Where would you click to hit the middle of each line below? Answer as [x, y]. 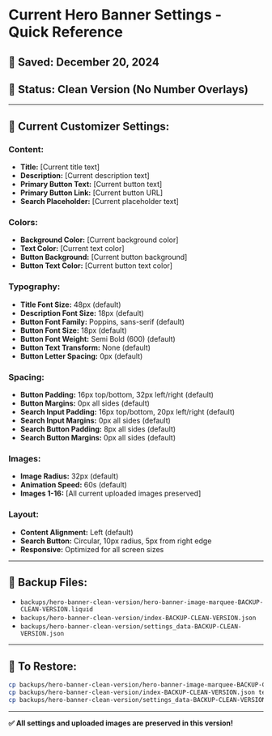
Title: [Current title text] [59, 167]
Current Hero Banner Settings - [115, 15]
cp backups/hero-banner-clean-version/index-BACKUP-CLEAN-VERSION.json [132, 693]
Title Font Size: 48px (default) [70, 304]
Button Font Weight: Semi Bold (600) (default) [98, 338]
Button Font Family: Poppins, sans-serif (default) [102, 321]
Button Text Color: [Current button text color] [96, 266]
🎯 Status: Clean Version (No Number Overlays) [128, 89]
